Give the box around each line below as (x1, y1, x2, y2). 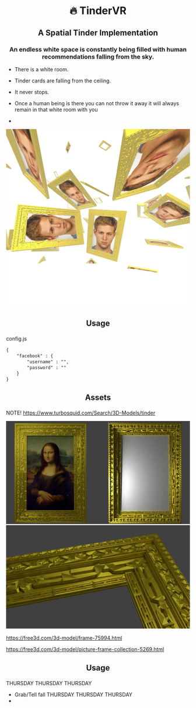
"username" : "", (27, 359, 69, 365)
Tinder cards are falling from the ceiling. (14, 77, 111, 84)
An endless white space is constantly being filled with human (9, 45, 187, 53)
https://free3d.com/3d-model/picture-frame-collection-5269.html (6, 646, 164, 653)
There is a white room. (14, 65, 69, 72)
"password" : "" (27, 365, 66, 371)
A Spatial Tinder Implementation (37, 27, 159, 37)
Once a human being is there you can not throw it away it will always (14, 99, 180, 106)
